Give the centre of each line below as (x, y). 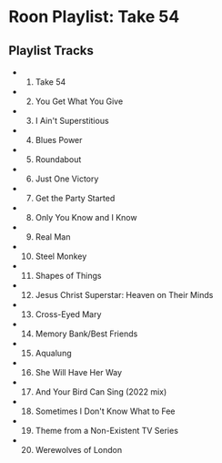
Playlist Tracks (51, 51)
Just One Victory (67, 179)
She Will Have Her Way (78, 372)
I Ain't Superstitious (72, 121)
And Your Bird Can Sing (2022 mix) (101, 392)
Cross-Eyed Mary (68, 314)
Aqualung (53, 353)
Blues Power (59, 140)
